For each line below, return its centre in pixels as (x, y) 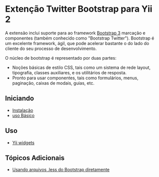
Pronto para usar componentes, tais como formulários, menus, (75, 78)
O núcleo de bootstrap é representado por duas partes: (61, 58)
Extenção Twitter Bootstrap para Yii (79, 9)
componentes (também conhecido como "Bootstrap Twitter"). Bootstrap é (80, 38)
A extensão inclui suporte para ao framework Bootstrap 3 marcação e (75, 33)
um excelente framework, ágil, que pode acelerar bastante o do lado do (77, 43)
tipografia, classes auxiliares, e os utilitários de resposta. (69, 72)
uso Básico (23, 115)
